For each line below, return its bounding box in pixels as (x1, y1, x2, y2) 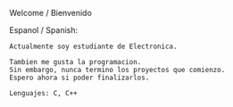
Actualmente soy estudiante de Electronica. (9, 42, 178, 51)
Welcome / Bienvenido (9, 8, 92, 18)
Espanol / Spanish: (9, 25, 79, 35)
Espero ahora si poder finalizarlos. (9, 73, 150, 82)
